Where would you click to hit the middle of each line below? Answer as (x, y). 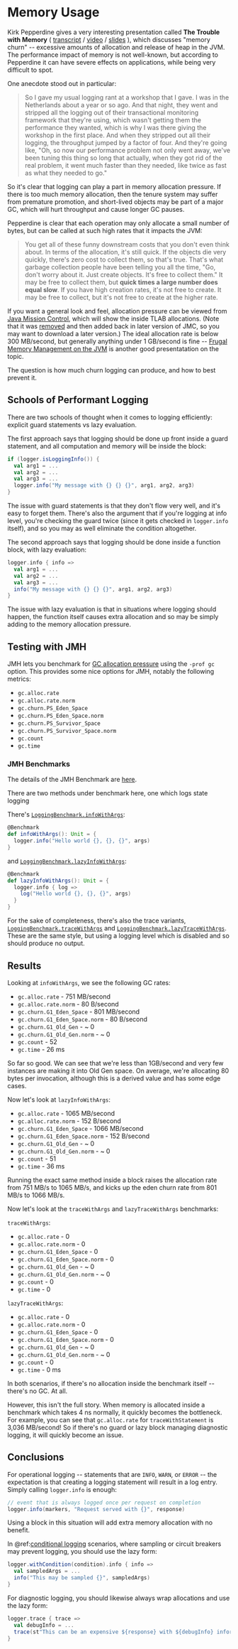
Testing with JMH (47, 646)
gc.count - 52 (38, 1041)
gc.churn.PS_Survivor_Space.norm (67, 731)
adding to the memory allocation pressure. (69, 624)
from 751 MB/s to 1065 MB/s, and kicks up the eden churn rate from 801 (112, 1187)
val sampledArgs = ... (47, 1572)
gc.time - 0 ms (39, 1370)
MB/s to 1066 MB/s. (36, 1195)
